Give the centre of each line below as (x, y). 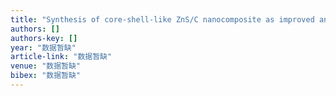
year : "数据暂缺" (43, 47)
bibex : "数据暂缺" (46, 76)
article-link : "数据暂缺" (61, 57)
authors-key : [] (44, 38)
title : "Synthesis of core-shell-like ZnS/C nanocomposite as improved (162, 19)
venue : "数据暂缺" (46, 66)
